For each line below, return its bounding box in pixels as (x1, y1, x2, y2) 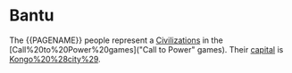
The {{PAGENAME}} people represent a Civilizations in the (9, 35, 223, 45)
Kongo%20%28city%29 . (9, 53, 101, 64)
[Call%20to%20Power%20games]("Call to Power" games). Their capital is (9, 44, 284, 54)
